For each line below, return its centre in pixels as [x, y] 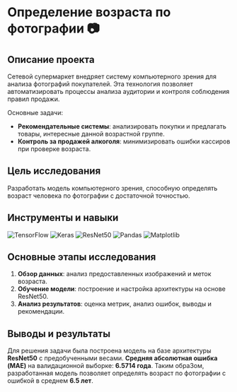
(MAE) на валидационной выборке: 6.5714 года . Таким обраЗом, [106, 366]
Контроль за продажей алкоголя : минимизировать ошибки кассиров [124, 141]
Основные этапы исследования [82, 257]
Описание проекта [51, 60]
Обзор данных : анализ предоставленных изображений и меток [114, 274]
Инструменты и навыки [63, 218]
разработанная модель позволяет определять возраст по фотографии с [117, 373]
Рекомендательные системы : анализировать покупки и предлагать [122, 126]
